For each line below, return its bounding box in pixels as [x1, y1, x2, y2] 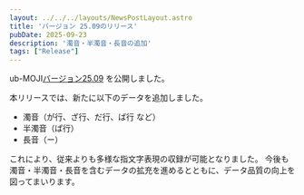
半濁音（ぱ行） [22, 123, 79, 134]
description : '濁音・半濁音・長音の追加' [9, 38, 152, 48]
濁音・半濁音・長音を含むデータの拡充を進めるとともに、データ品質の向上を [9, 165, 296, 176]
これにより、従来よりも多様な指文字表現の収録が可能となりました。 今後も [9, 153, 289, 164]
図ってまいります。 [9, 176, 80, 187]
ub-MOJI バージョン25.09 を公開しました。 [9, 73, 170, 84]
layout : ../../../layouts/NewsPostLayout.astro [9, 13, 193, 23]
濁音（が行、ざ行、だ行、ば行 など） [22, 112, 161, 122]
